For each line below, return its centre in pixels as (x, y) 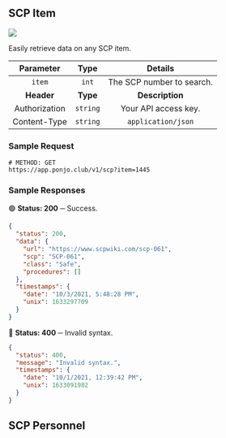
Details (161, 68)
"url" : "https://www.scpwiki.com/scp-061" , (98, 249)
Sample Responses (47, 190)
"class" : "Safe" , (52, 264)
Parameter (40, 68)
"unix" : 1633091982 (56, 385)
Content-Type (40, 121)
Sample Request (41, 145)
